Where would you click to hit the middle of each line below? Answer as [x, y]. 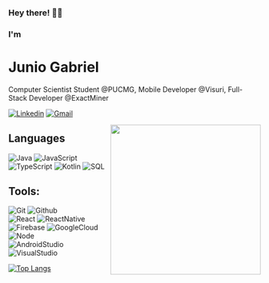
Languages [37, 139]
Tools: [24, 191]
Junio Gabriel [54, 68]
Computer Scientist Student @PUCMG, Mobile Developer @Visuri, [117, 89]
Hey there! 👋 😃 [36, 13]
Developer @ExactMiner [69, 98]
